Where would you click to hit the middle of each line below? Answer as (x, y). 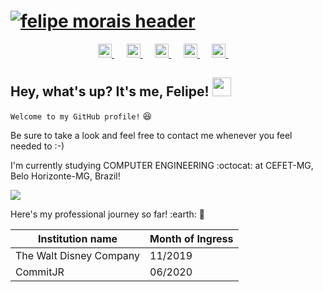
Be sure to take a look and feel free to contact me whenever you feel (151, 135)
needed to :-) (37, 146)
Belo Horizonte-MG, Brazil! (65, 176)
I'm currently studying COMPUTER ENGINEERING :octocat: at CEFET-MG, (162, 165)
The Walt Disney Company (78, 255)
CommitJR (40, 272)
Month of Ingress (191, 238)
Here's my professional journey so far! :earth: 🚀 (107, 214)
